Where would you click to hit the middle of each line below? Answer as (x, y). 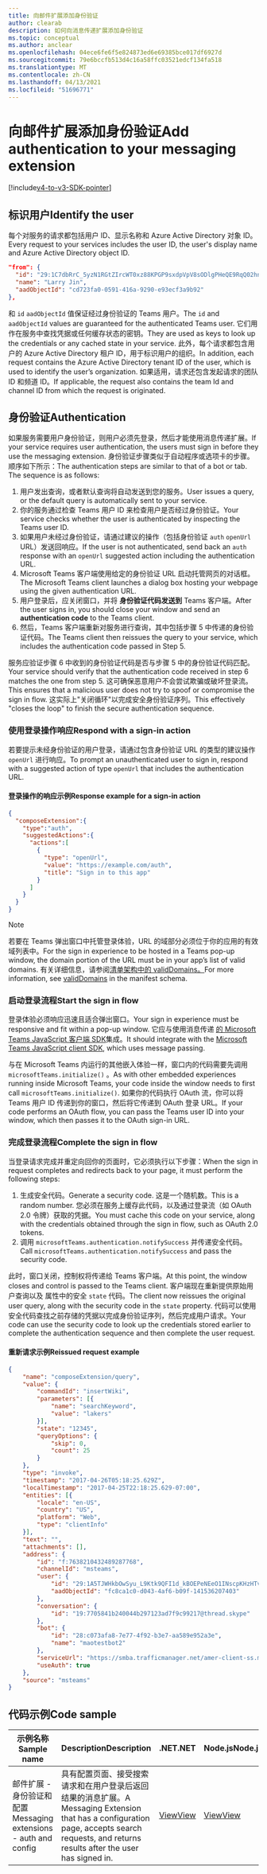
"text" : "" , (42, 1539)
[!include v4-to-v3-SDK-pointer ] (60, 188)
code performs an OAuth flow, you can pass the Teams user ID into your (126, 1112)
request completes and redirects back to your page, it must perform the (126, 1170)
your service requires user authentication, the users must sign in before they (133, 447)
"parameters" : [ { (65, 1399)
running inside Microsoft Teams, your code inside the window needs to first (132, 1084)
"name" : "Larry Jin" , (51, 282)
